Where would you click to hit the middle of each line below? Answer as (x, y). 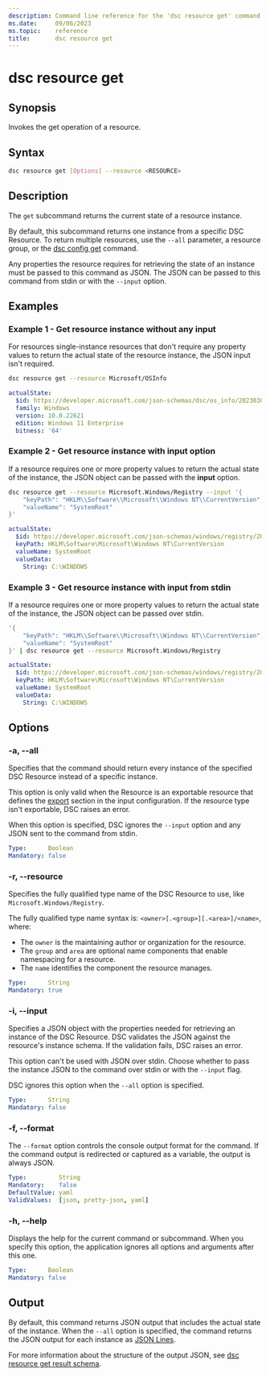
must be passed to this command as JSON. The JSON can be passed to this (135, 272)
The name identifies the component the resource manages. (116, 968)
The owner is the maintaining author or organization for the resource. (133, 943)
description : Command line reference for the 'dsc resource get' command (135, 16)
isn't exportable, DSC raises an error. (70, 810)
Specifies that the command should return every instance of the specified (131, 768)
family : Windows (43, 408)
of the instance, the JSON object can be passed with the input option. (124, 477)
